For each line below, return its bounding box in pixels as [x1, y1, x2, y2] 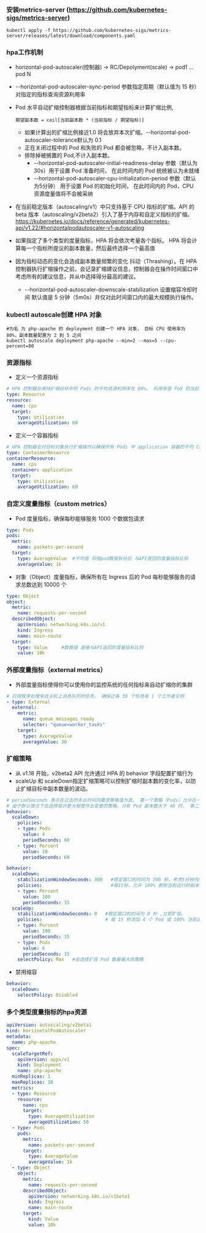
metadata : [6, 1034, 32, 1040]
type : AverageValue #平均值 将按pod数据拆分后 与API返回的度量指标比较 [17, 555, 189, 562]
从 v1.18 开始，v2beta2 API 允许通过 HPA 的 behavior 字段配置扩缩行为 [15, 769, 193, 777]
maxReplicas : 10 [12, 1079, 53, 1085]
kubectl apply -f [6, 28, 51, 34]
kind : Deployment [17, 1062, 62, 1069]
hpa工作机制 [6, 48, 44, 56]
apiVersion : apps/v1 [17, 1056, 70, 1062]
